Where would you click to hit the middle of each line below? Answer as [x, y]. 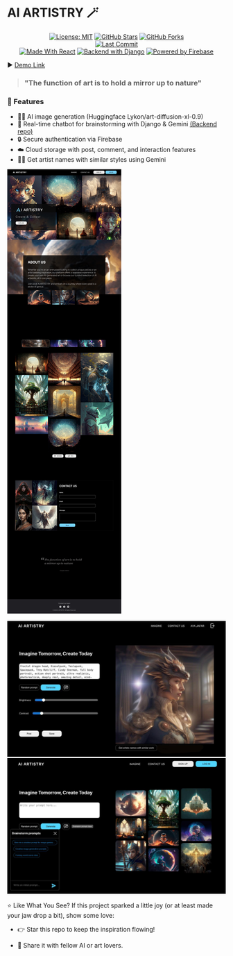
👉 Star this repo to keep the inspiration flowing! [86, 929]
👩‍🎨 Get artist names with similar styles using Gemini [92, 160]
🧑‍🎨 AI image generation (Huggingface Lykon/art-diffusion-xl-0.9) [110, 117]
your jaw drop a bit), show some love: [61, 915]
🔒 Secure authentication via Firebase [70, 140]
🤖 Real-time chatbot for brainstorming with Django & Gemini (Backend [117, 124]
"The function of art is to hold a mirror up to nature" [113, 83]
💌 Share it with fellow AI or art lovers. [70, 945]
